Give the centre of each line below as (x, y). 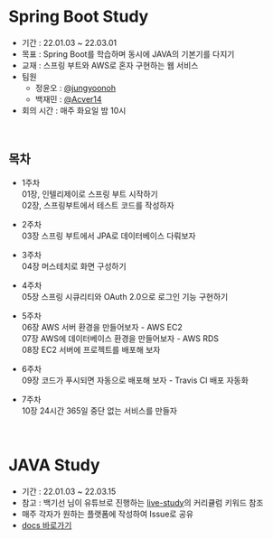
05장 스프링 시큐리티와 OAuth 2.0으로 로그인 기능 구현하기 (125, 296)
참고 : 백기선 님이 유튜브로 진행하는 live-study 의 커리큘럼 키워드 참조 (142, 502)
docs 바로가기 (47, 525)
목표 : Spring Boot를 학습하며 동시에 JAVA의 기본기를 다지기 (128, 54)
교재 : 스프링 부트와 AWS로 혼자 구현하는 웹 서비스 (110, 65)
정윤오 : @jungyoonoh (75, 88)
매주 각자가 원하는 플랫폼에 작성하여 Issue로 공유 (108, 514)
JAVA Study (54, 465)
